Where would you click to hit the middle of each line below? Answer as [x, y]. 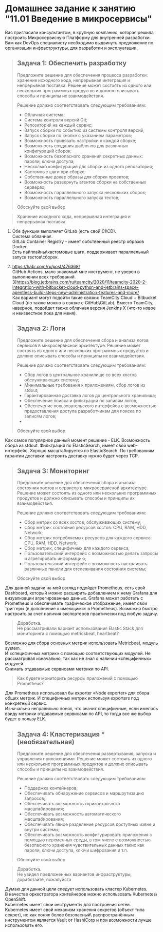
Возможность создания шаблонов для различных [76, 146]
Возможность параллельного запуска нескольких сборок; [85, 192]
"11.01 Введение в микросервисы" [79, 19]
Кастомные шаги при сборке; [55, 172]
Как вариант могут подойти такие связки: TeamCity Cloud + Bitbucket [84, 297]
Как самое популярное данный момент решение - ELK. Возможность [78, 440]
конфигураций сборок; [48, 151]
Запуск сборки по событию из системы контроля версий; [84, 130]
